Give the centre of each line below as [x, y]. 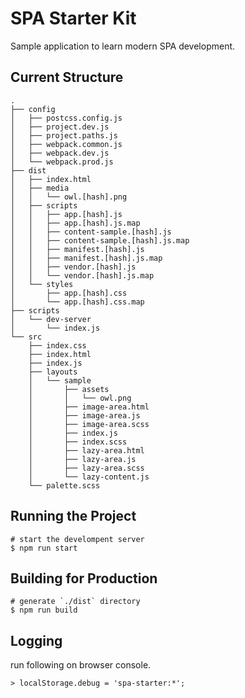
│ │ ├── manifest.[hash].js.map [86, 258]
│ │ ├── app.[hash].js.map [75, 223]
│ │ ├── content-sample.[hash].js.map [100, 240]
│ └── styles [42, 284]
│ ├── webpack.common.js [66, 144]
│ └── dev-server [51, 319]
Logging [36, 640]
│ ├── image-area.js [84, 415]
